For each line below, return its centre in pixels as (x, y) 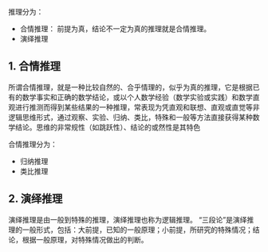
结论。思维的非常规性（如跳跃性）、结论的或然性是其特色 (108, 127)
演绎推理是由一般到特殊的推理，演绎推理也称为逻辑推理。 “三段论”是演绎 (128, 219)
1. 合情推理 (35, 66)
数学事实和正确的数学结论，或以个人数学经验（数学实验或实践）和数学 (137, 97)
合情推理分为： (33, 144)
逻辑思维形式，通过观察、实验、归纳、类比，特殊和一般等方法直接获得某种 (130, 117)
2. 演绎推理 (35, 199)
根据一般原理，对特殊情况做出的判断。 (85, 239)
